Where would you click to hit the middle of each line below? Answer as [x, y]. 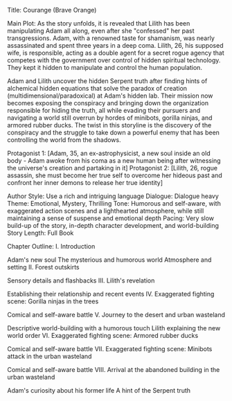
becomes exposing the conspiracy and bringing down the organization [108, 103]
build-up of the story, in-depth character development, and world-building [113, 225]
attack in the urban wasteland [50, 356]
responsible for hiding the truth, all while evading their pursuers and [104, 110]
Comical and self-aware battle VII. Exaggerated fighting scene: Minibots [110, 349]
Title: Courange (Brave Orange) [52, 10]
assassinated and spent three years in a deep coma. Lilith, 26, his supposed [115, 45]
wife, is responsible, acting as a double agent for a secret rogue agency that [116, 53]
